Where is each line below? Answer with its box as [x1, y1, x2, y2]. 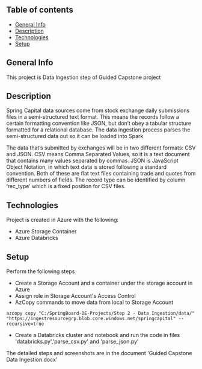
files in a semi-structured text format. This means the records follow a [6, 113, 179, 121]
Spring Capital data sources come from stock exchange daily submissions [6, 107, 190, 114]
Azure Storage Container [14, 228, 77, 235]
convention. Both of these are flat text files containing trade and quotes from [6, 170, 196, 177]
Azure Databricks [14, 235, 58, 242]
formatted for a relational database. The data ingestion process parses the [6, 126, 191, 133]
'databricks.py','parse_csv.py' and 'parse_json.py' [14, 338, 139, 345]
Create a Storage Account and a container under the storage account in [14, 280, 193, 287]
